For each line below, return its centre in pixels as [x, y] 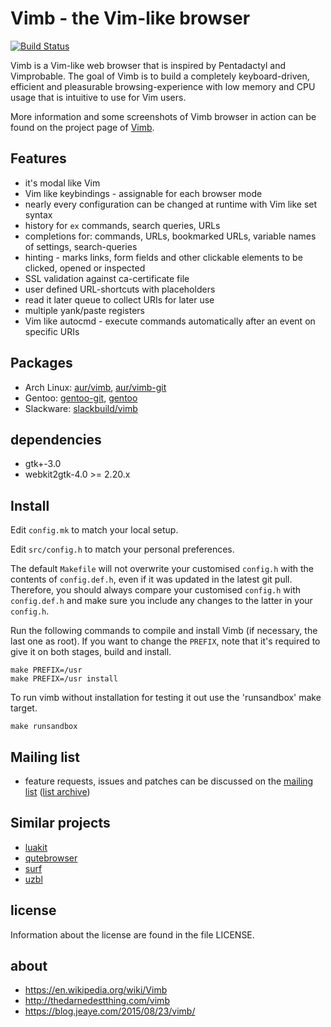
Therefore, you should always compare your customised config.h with [156, 590]
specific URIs [52, 331]
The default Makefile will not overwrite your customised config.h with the [162, 569]
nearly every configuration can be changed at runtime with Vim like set [171, 204]
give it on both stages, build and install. [91, 652]
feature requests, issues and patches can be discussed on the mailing [169, 781]
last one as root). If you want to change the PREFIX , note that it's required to [165, 641]
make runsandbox [44, 727]
